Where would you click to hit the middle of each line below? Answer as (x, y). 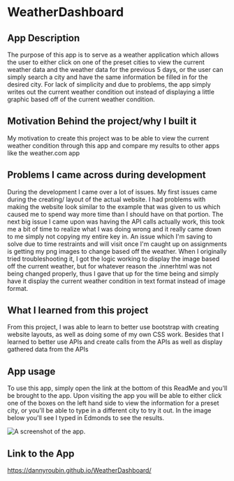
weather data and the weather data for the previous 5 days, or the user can (115, 70)
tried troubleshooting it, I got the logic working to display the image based (114, 259)
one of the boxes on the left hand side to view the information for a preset (113, 403)
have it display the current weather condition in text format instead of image (116, 281)
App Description (44, 38)
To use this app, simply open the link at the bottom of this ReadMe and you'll (117, 388)
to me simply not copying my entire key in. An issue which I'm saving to (110, 236)
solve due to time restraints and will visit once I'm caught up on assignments (117, 244)
